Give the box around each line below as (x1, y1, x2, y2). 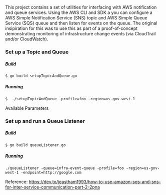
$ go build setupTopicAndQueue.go (5, 73, 77, 78)
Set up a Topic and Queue (5, 48, 69, 55)
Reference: (5, 179, 28, 185)
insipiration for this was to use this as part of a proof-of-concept (5, 25, 138, 31)
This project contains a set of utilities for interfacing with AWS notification (5, 4, 157, 10)
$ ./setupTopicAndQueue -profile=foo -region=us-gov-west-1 (5, 96, 135, 101)
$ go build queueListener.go (5, 142, 66, 148)
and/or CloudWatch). (5, 36, 48, 42)
